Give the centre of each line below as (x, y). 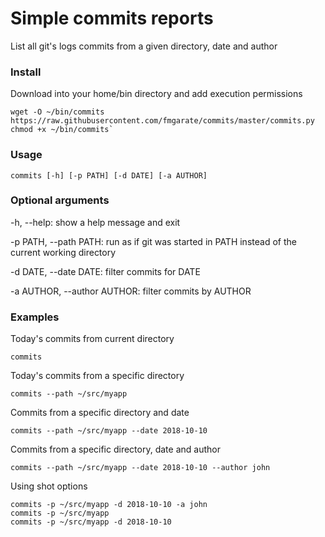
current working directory (63, 252)
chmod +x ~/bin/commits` (62, 130)
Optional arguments (60, 200)
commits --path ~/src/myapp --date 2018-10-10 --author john (140, 468)
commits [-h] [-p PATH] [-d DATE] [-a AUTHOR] (109, 175)
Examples (35, 317)
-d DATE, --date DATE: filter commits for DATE (105, 271)
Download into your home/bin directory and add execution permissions (156, 94)
